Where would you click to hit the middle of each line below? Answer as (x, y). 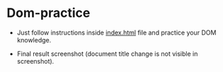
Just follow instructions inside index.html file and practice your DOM (116, 32)
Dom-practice (48, 13)
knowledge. (34, 40)
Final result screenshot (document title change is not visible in (107, 54)
